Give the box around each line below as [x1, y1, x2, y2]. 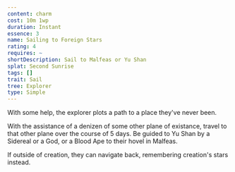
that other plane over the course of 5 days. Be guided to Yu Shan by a [7, 130, 210, 138]
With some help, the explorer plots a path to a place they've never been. [7, 109, 217, 117]
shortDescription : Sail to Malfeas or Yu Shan [7, 56, 147, 63]
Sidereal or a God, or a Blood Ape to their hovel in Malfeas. [7, 137, 178, 145]
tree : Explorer [7, 82, 52, 90]
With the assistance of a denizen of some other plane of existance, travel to [7, 122, 227, 130]
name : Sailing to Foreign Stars [7, 37, 102, 44]
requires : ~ [7, 50, 42, 57]
